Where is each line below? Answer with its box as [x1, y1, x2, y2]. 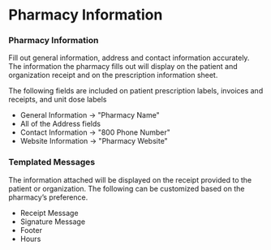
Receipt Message [19, 208, 79, 218]
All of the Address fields [19, 119, 101, 129]
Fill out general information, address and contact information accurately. [8, 53, 250, 62]
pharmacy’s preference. [8, 192, 88, 202]
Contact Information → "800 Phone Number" [19, 127, 170, 137]
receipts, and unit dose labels [8, 95, 107, 105]
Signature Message [19, 217, 86, 226]
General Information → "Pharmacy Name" [19, 110, 160, 120]
